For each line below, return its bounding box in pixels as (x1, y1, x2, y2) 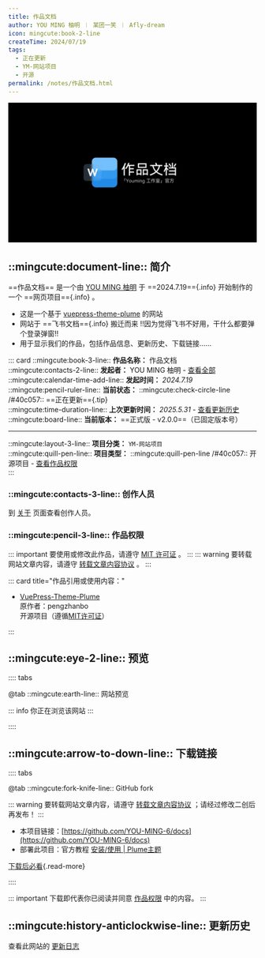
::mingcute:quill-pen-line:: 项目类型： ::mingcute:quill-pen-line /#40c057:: (8, 449, 248, 458)
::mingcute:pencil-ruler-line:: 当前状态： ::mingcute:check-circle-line (8, 385, 231, 394)
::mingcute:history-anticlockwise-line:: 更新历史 (8, 919, 251, 932)
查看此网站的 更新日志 (8, 941, 80, 951)
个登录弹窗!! (19, 329, 59, 338)
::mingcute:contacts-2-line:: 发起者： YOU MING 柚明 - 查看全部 (8, 365, 216, 374)
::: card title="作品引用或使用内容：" (8, 576, 125, 585)
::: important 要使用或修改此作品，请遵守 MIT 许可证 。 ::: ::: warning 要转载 (8, 549, 252, 558)
